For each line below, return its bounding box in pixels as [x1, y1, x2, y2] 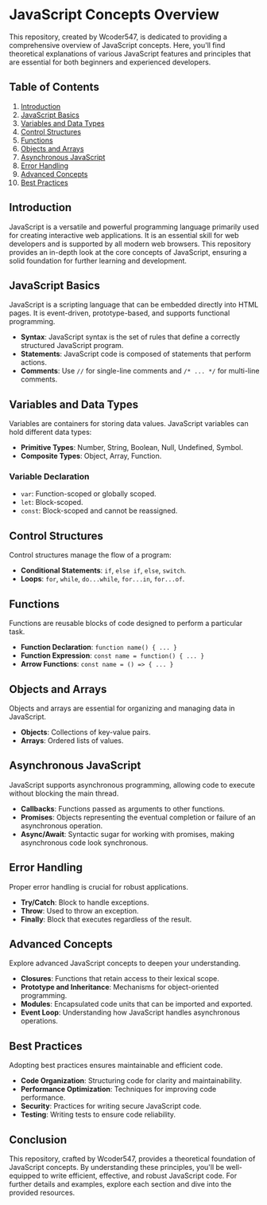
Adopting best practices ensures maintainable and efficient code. [9, 1061, 223, 1070]
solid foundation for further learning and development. [9, 256, 188, 265]
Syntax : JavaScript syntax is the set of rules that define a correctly [20, 332, 241, 342]
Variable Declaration [9, 471, 90, 483]
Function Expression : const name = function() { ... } [20, 651, 205, 660]
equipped [9, 1171, 41, 1180]
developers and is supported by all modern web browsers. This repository [9, 239, 251, 248]
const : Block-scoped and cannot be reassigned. [20, 506, 178, 515]
